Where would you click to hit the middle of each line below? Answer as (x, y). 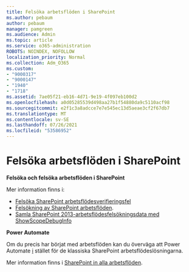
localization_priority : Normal (46, 57)
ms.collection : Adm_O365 (38, 63)
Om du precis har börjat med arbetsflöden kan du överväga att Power (93, 244)
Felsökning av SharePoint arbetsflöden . (64, 207)
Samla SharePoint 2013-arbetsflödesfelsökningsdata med (87, 214)
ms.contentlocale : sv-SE (38, 119)
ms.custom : (20, 68)
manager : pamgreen (29, 29)
